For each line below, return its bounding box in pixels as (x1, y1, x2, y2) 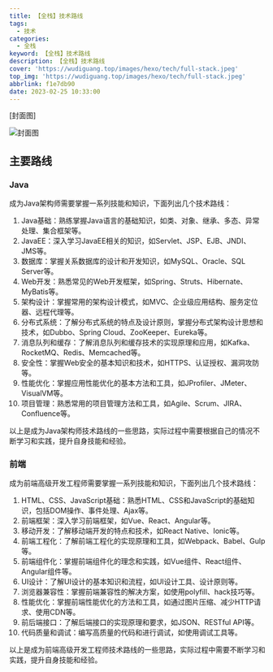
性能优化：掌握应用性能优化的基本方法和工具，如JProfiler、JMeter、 (20, 379, 252, 388)
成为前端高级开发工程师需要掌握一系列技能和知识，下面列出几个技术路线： (9, 479, 258, 488)
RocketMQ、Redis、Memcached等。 (20, 348, 145, 358)
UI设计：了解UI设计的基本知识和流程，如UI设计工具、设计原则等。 (20, 577, 243, 587)
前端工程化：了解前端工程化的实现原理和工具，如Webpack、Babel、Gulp (20, 536, 266, 546)
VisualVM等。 (20, 388, 68, 398)
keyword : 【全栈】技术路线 (9, 50, 91, 58)
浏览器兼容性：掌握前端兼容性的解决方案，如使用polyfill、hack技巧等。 (20, 587, 259, 597)
